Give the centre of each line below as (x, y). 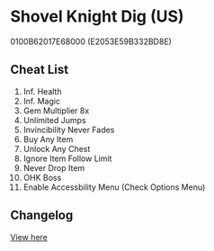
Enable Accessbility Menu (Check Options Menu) (114, 187)
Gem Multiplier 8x (56, 111)
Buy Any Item (48, 139)
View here (29, 237)
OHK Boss (42, 177)
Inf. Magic (42, 101)
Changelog (42, 215)
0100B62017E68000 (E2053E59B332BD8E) (91, 41)
